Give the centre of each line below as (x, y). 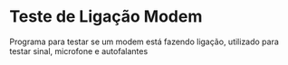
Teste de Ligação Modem (106, 17)
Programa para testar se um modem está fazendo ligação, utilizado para (144, 42)
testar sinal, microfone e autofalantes (79, 51)
